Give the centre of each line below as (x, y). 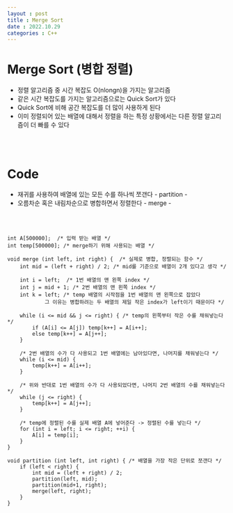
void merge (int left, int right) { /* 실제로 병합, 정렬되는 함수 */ (105, 259)
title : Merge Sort (35, 20)
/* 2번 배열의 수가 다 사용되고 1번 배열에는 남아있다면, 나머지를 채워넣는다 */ (119, 354)
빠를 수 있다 (54, 125)
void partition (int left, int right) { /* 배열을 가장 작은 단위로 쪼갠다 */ (114, 461)
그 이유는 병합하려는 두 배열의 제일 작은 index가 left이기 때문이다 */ (134, 302)
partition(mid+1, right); (70, 485)
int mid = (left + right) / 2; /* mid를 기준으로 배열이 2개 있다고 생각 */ (123, 267)
